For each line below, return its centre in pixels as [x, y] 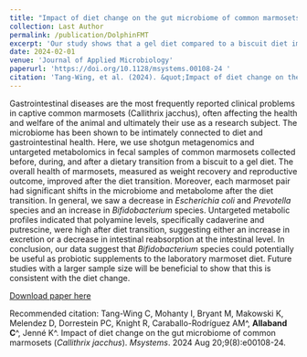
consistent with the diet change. [70, 278]
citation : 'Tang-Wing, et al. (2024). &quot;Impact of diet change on [147, 78]
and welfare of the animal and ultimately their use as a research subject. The [153, 122]
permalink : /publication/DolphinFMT [79, 35]
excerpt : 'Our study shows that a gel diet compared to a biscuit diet [148, 43]
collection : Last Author [57, 26]
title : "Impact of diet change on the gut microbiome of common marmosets [155, 18]
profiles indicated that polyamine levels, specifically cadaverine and [137, 219]
